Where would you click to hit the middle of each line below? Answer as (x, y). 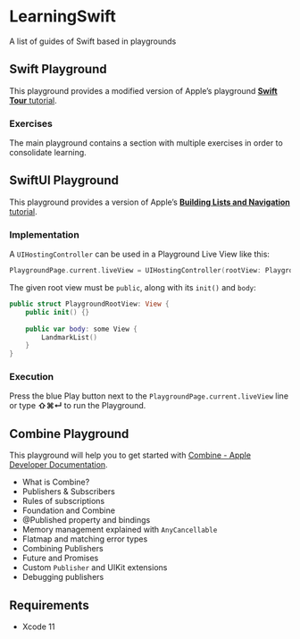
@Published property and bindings (86, 520)
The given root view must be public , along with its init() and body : (133, 288)
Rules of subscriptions (63, 501)
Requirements (49, 605)
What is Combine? (56, 482)
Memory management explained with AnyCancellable (120, 530)
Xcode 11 (38, 626)
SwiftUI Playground (64, 181)
